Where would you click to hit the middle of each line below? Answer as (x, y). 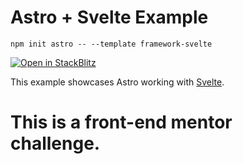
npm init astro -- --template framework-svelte (111, 44)
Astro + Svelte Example (109, 17)
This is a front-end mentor (121, 122)
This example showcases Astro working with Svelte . (117, 82)
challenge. (55, 143)
